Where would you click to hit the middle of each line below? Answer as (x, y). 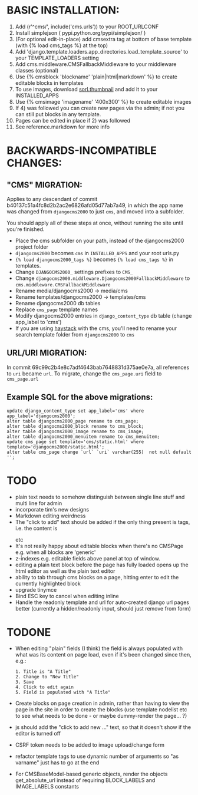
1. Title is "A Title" (43, 672)
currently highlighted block (48, 583)
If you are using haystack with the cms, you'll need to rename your (96, 328)
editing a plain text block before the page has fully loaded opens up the (102, 565)
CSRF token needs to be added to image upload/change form (90, 745)
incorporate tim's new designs (52, 509)
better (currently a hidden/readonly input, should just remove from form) (103, 608)
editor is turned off (38, 734)
